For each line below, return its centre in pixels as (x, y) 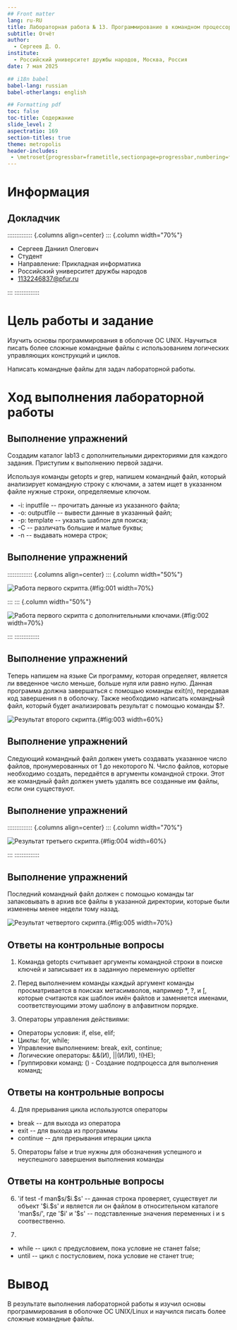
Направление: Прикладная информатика (79, 264)
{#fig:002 (195, 615)
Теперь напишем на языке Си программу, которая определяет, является (117, 676)
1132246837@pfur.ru (48, 279)
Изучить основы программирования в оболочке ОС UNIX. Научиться (112, 341)
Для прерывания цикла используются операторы (92, 1109)
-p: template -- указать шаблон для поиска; (83, 520)
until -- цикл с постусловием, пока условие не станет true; (106, 1255)
